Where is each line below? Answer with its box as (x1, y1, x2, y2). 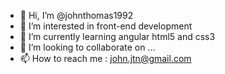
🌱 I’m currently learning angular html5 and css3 (19, 31, 216, 42)
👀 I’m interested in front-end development (19, 20, 193, 32)
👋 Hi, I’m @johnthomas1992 (19, 10, 134, 21)
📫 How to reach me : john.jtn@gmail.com (19, 53, 192, 64)
